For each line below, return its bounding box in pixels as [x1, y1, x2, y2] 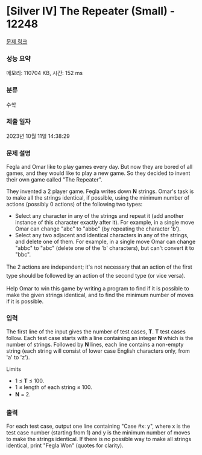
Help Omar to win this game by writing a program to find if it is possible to [6, 284, 189, 292]
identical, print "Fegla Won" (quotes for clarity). [6, 442, 124, 449]
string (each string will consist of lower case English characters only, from [6, 347, 190, 355]
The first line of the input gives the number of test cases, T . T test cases [6, 328, 186, 335]
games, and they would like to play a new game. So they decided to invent [6, 169, 191, 177]
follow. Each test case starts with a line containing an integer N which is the [6, 335, 194, 342]
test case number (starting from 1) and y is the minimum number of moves [6, 428, 191, 436]
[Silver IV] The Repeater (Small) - [6, 4, 175, 18]
